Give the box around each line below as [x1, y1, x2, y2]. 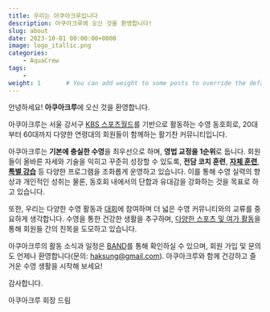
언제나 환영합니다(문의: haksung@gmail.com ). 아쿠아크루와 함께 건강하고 [16, 251, 248, 261]
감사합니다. [8, 278, 43, 288]
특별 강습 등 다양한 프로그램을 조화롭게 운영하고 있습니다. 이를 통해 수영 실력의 [8, 166, 252, 176]
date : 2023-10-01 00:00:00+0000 [8, 34, 117, 43]
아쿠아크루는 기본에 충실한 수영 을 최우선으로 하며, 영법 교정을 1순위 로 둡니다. [8, 146, 247, 156]
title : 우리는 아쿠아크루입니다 [8, 11, 98, 20]
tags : [8, 64, 27, 72]
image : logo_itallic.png [8, 42, 92, 50]
